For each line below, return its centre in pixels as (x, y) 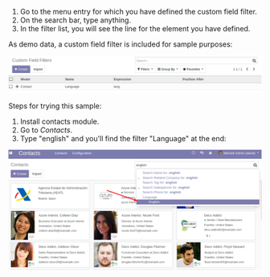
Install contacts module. (59, 122)
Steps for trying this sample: (55, 106)
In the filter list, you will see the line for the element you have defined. (135, 29)
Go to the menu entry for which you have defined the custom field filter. (138, 12)
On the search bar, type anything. (75, 20)
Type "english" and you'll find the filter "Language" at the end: (123, 139)
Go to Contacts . (46, 130)
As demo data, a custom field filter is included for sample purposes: (121, 44)
